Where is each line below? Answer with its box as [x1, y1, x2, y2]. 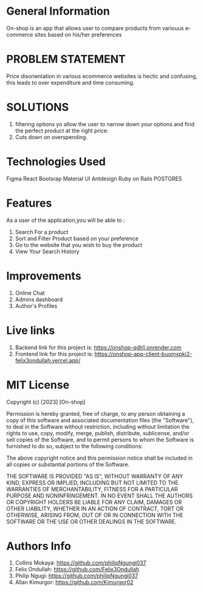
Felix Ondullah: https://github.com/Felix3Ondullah [15, 566, 140, 573]
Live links [6, 323, 55, 337]
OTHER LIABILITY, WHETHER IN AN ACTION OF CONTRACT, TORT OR [6, 505, 184, 512]
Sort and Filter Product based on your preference [15, 235, 139, 242]
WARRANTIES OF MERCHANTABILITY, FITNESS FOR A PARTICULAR [6, 485, 178, 493]
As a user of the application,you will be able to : [6, 216, 125, 224]
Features [6, 196, 52, 210]
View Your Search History [15, 248, 80, 255]
